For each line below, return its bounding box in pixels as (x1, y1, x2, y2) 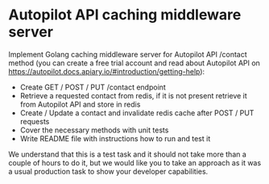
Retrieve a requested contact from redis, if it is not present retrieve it (19, 90, 247, 100)
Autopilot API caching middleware (8, 6, 242, 24)
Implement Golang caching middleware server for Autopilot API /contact (8, 49, 247, 59)
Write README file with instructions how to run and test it (19, 133, 211, 143)
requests (19, 116, 50, 126)
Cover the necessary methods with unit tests (19, 125, 169, 135)
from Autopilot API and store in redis (19, 99, 141, 109)
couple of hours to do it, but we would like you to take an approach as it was (8, 157, 262, 167)
